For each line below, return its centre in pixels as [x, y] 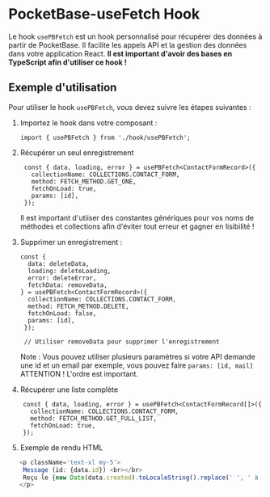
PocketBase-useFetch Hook [104, 14]
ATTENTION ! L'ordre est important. [79, 373]
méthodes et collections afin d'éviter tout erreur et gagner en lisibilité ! [137, 226]
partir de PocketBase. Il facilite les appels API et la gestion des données [128, 44]
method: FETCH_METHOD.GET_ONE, [84, 181]
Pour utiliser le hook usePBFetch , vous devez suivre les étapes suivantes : [130, 107]
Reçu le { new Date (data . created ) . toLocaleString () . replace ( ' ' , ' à [141, 478]
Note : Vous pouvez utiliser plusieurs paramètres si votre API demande [138, 356]
